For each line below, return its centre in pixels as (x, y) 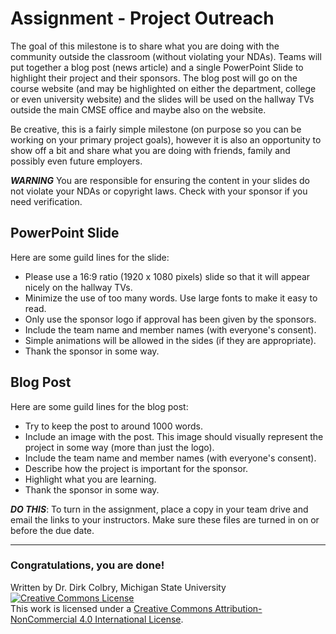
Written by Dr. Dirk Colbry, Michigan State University (118, 587)
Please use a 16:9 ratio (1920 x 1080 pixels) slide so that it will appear (167, 276)
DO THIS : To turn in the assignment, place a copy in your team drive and (159, 509)
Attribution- (238, 608)
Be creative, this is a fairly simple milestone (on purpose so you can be (156, 129)
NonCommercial (44, 619)
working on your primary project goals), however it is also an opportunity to (166, 139)
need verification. (46, 201)
